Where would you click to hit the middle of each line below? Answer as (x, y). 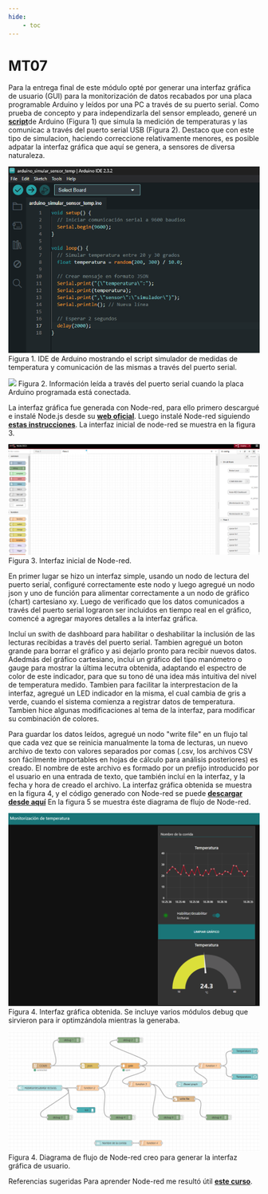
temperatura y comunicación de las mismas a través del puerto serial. (123, 367)
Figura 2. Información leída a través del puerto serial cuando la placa (131, 384)
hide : (17, 17)
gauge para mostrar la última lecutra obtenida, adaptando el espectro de (128, 668)
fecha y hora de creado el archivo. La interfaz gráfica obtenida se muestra (130, 785)
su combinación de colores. (54, 719)
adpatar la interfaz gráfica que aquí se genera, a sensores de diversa (122, 147)
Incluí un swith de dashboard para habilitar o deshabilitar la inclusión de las (132, 634)
